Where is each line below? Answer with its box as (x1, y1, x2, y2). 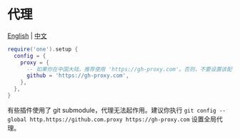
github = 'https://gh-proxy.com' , (26, 72, 130, 79)
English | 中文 (7, 31, 48, 40)
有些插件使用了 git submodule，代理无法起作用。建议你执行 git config (7, 105, 216, 114)
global (7, 115, 27, 123)
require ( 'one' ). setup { (7, 46, 79, 53)
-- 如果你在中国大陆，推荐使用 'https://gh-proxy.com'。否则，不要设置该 (26, 66, 227, 73)
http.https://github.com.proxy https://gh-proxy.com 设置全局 (29, 115, 216, 123)
